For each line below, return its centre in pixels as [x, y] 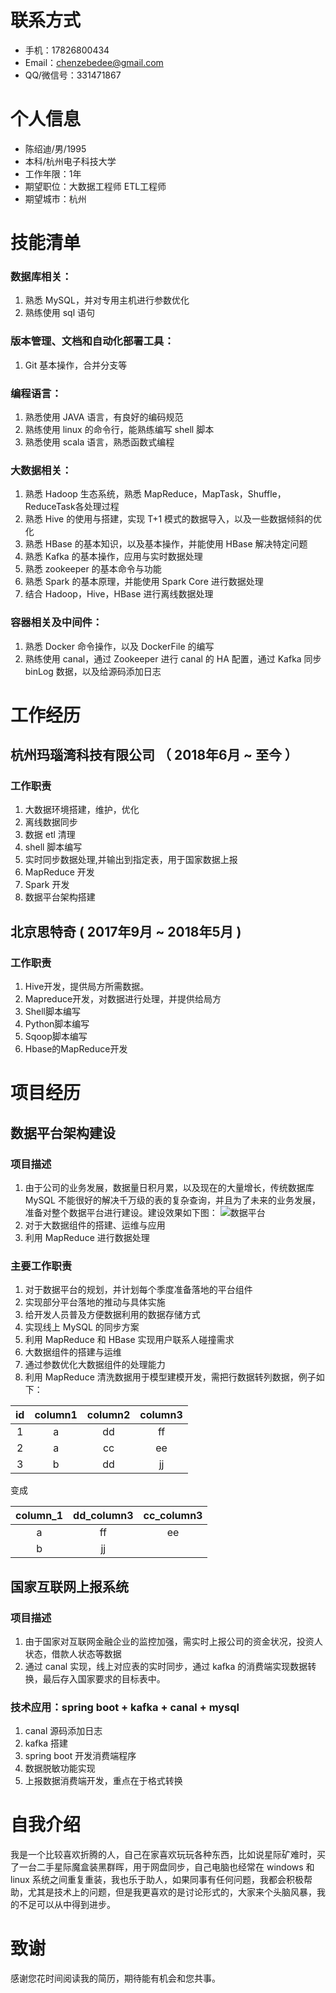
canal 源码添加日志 [63, 1731]
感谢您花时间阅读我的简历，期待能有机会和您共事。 [115, 1978]
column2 [108, 1415]
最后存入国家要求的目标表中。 [104, 1678]
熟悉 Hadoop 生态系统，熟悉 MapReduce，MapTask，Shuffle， [155, 494]
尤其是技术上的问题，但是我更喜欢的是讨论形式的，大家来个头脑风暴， [172, 1892]
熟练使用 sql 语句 [60, 313]
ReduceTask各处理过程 [72, 507]
